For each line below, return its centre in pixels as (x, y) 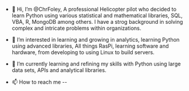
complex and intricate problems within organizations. (76, 28)
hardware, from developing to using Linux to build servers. (83, 52)
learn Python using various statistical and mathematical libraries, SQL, (97, 15)
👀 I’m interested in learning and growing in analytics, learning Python (95, 40)
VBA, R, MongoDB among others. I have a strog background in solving (97, 22)
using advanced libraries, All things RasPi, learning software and (90, 46)
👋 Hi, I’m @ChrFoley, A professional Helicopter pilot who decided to (94, 9)
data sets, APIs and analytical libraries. (59, 70)
